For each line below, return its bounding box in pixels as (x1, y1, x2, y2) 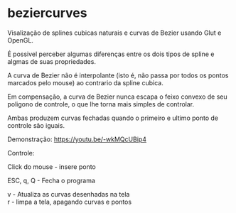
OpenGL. (7, 35, 34, 44)
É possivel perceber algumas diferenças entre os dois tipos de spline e (7, 50, 215, 58)
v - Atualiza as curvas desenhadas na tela (7, 190, 130, 198)
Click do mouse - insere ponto (7, 162, 96, 171)
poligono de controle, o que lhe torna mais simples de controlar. (7, 99, 195, 108)
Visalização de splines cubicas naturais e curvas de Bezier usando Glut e (7, 28, 222, 37)
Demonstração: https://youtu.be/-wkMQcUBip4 (7, 135, 147, 143)
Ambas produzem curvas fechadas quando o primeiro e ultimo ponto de (7, 114, 219, 122)
